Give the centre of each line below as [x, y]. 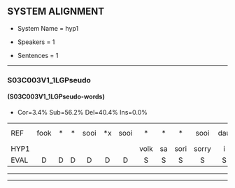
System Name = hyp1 [48, 28]
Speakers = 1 [36, 42]
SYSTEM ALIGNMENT [56, 12]
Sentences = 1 [38, 55]
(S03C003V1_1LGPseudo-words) [56, 96]
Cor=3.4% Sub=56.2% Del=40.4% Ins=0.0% [83, 112]
